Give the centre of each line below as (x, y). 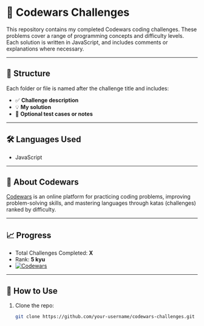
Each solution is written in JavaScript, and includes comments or (87, 42)
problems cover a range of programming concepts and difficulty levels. (95, 35)
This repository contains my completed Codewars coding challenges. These (102, 29)
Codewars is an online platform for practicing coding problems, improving (99, 197)
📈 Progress (29, 235)
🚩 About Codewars (42, 182)
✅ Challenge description (47, 100)
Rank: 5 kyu (30, 260)
